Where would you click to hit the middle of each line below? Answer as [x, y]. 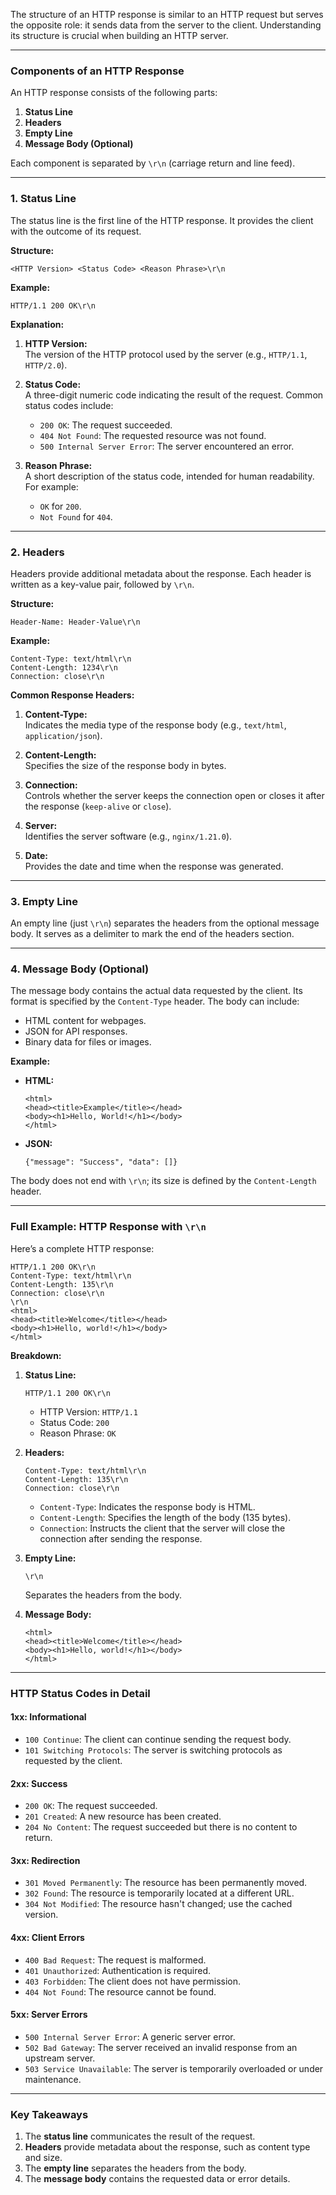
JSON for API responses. [76, 1031]
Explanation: [37, 324]
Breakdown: [36, 1355]
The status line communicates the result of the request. [140, 2136]
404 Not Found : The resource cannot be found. [120, 1991]
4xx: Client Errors [47, 1937]
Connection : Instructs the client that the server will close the [162, 1528]
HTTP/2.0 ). [46, 365]
